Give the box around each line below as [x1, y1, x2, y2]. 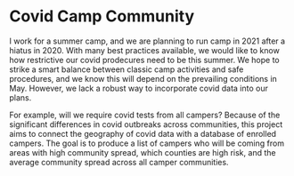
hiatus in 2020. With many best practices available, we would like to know [9, 44, 281, 55]
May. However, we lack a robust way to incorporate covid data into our [9, 83, 269, 93]
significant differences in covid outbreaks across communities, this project [9, 118, 283, 130]
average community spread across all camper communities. [9, 156, 229, 167]
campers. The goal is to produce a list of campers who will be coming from [9, 138, 285, 148]
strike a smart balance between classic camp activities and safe [9, 64, 244, 75]
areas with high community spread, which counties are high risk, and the [9, 147, 276, 157]
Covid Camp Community [9, 6, 195, 27]
